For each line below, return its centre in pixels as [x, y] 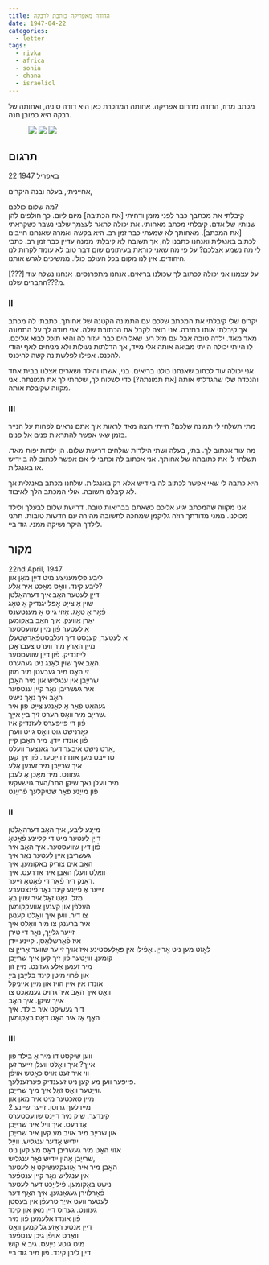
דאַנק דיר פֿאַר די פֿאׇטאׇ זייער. [51, 881]
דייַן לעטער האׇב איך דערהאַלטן [54, 594]
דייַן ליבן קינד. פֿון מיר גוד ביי [49, 1253]
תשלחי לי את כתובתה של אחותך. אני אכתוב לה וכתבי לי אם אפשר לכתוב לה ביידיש [132, 459]
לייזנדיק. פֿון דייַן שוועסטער [47, 654]
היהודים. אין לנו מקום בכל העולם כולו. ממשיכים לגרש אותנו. [97, 258]
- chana [29, 76]
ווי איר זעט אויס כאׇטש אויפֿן [49, 1073]
